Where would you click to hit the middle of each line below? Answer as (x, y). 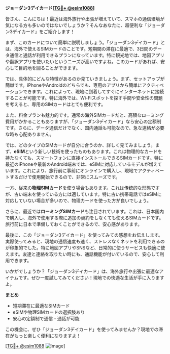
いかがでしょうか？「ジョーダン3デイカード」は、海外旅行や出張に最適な (82, 271)
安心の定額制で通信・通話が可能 (46, 319)
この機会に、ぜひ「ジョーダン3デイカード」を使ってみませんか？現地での (82, 329)
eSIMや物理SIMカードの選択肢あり (49, 312)
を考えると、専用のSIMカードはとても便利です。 (55, 104)
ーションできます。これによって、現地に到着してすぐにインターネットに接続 (85, 92)
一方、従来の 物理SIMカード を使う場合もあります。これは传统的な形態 (78, 188)
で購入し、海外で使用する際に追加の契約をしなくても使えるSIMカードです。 (84, 218)
